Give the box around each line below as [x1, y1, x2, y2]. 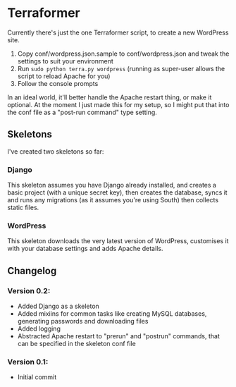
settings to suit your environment [17, 56, 114, 65]
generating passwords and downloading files [17, 317, 149, 326]
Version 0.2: [7, 285, 51, 295]
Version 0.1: [7, 357, 49, 367]
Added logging [17, 324, 61, 333]
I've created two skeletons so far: [7, 147, 104, 156]
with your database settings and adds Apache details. [7, 245, 163, 253]
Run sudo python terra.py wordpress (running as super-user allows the [17, 64, 225, 73]
